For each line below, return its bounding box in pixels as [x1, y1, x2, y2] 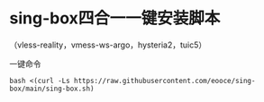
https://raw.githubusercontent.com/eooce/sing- [73, 76, 256, 85]
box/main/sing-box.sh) [9, 84, 95, 93]
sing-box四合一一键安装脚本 [9, 8, 221, 29]
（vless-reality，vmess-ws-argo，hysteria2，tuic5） [9, 39, 207, 50]
